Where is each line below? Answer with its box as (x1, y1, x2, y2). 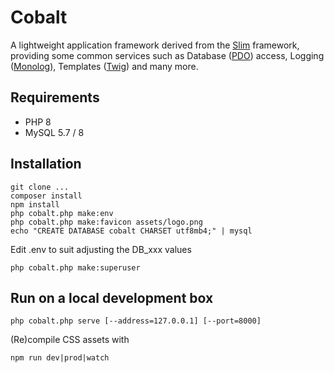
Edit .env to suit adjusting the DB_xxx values (10, 243, 192, 255)
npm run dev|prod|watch (10, 353, 110, 363)
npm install (10, 199, 60, 210)
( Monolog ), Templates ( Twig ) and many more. (10, 60, 199, 72)
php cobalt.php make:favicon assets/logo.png (10, 217, 203, 227)
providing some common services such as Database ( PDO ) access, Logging (10, 49, 325, 61)
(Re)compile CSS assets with (10, 334, 130, 346)
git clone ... (10, 182, 70, 192)
